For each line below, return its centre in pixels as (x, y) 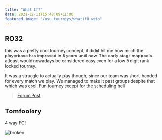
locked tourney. (21, 66)
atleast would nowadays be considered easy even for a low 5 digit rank (77, 61)
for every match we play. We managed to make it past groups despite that (80, 81)
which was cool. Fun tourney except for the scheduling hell (65, 86)
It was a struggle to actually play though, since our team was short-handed (81, 76)
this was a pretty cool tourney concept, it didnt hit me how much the (74, 51)
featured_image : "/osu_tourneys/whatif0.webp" (54, 19)
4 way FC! (16, 123)
